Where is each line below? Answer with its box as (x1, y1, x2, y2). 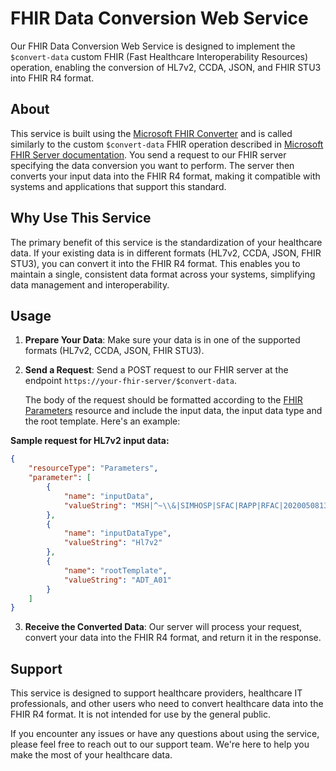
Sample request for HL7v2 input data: (10, 435, 170, 447)
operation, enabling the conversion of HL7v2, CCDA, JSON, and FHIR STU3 (10, 61, 322, 73)
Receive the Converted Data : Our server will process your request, (24, 621, 303, 633)
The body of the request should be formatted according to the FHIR (24, 394, 303, 406)
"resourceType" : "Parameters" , (28, 463, 159, 474)
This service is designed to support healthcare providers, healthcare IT (10, 687, 303, 699)
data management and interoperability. (10, 278, 170, 291)
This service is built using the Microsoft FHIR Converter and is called (10, 127, 293, 139)
